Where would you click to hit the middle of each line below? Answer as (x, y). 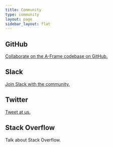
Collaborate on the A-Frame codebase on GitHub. (56, 56)
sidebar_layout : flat (28, 24)
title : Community (23, 10)
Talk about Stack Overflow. (33, 140)
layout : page (19, 19)
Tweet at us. (18, 112)
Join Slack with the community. (38, 84)
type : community (22, 15)
